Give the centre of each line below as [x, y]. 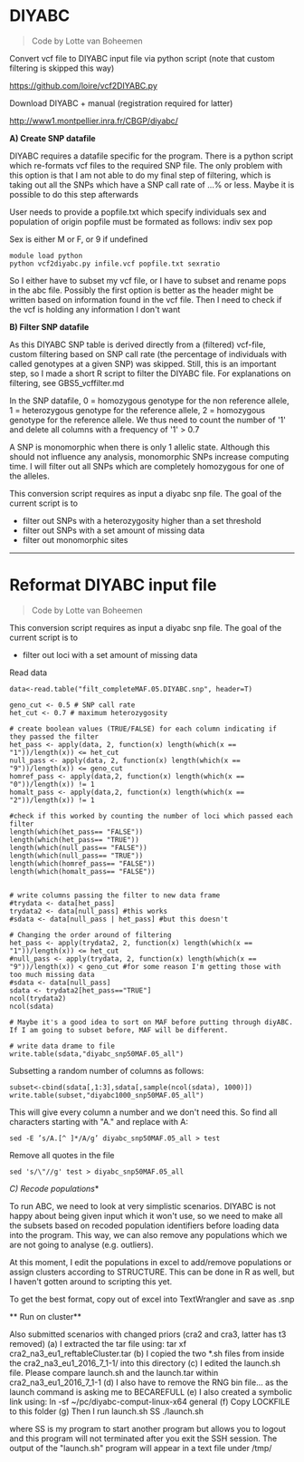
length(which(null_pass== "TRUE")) [76, 856]
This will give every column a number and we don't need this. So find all [143, 1112]
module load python [46, 256]
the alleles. [29, 476]
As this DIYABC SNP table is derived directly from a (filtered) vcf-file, [138, 344]
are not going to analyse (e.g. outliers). [81, 1244]
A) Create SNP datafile [53, 138]
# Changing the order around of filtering [90, 934]
